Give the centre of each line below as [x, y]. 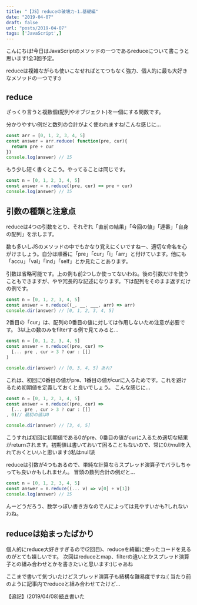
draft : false [22, 22]
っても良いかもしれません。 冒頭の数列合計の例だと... [71, 472]
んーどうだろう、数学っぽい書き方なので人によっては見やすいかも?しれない [97, 506]
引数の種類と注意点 [41, 212]
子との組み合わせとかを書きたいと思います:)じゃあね [70, 564]
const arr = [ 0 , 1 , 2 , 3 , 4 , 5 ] [46, 135]
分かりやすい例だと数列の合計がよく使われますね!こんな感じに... [84, 124]
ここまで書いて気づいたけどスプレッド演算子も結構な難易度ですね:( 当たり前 [98, 576]
